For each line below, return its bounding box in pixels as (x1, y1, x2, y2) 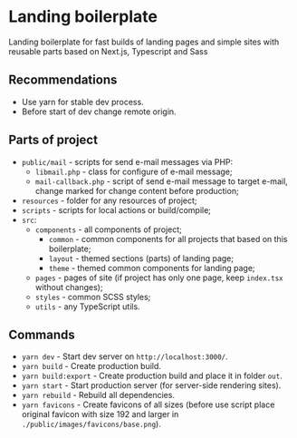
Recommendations (8, 73, 118, 88)
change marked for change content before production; (34, 185, 239, 196)
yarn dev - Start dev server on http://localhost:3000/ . (21, 351, 228, 362)
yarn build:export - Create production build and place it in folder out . (21, 370, 283, 382)
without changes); (34, 281, 103, 292)
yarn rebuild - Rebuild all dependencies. (21, 390, 176, 401)
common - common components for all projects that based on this (48, 233, 288, 244)
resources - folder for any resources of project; (21, 195, 197, 206)
